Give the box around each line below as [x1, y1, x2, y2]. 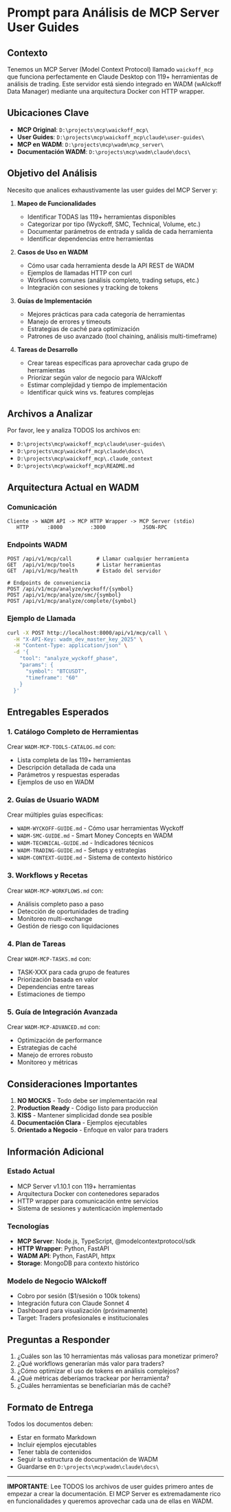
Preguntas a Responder [7, 1333, 110, 1346]
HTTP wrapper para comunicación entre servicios [16, 1197, 159, 1205]
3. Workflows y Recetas [7, 871, 88, 880]
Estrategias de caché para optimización [27, 324, 140, 332]
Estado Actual [7, 1166, 55, 1176]
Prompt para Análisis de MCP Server [7, 5, 220, 21]
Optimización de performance [16, 1036, 102, 1044]
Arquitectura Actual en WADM [7, 481, 140, 493]
